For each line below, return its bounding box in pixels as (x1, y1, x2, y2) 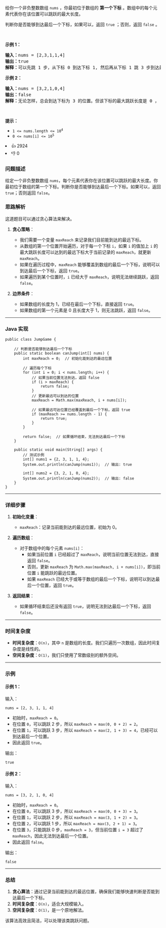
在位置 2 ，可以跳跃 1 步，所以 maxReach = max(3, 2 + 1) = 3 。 (12, 820, 140, 826)
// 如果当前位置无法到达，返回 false (31, 375, 100, 380)
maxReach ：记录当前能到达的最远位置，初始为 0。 (19, 524, 120, 530)
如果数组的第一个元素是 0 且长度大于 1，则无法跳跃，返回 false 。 (19, 307, 153, 313)
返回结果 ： (12, 593, 35, 599)
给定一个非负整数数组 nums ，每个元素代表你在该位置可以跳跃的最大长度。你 (5, 177, 158, 183)
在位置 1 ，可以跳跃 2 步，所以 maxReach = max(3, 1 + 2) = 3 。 (12, 814, 141, 820)
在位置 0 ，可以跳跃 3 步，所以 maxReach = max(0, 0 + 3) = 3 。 (12, 808, 141, 814)
